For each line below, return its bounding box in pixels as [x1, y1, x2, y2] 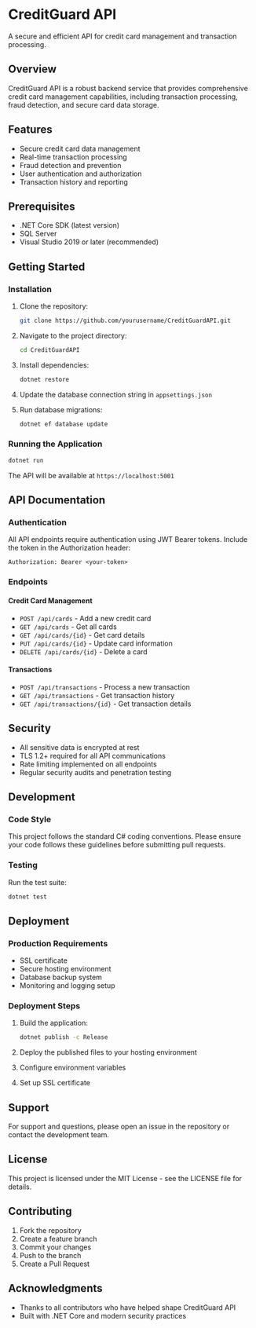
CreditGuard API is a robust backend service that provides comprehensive [8, 83, 249, 93]
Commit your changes [19, 1242, 92, 1252]
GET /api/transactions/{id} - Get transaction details [19, 699, 192, 708]
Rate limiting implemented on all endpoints [19, 759, 157, 769]
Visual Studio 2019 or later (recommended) [19, 237, 159, 247]
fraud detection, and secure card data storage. [8, 100, 159, 109]
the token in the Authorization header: [8, 543, 131, 553]
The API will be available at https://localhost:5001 [8, 470, 174, 480]
